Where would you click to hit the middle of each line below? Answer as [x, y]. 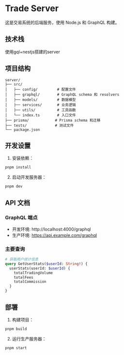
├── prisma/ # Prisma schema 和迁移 [53, 120]
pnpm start [16, 348]
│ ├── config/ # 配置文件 [40, 89]
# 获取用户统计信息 [22, 260]
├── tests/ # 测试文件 [39, 125]
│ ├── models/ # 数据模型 [40, 100]
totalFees [24, 277]
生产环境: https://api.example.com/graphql [54, 235]
